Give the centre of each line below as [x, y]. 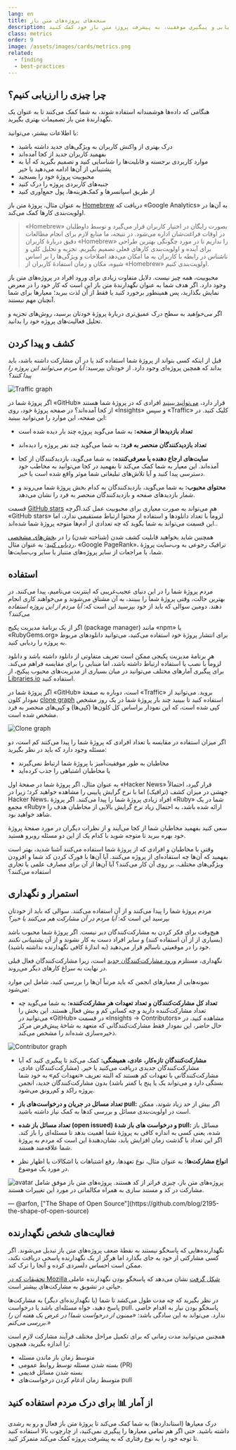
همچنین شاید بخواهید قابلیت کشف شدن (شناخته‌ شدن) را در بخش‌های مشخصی [111, 537]
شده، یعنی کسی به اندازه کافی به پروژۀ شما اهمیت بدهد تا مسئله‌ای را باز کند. [119, 1132]
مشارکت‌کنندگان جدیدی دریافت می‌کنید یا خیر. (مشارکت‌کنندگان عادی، [109, 1067]
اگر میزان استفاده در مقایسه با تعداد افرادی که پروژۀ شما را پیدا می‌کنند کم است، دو [117, 742]
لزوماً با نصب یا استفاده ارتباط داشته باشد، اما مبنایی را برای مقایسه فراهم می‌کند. [115, 664]
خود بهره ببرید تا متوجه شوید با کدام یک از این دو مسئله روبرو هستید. [97, 836]
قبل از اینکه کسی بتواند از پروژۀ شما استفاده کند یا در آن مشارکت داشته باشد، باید [115, 360]
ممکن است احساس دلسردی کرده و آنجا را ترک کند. [75, 1265]
